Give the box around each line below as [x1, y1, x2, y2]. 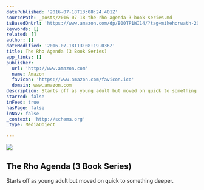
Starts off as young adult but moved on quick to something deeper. [6, 177, 174, 184]
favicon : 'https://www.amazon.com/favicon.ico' [12, 76, 135, 83]
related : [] [6, 32, 36, 38]
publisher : [6, 59, 34, 66]
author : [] [6, 37, 34, 43]
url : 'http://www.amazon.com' [12, 65, 88, 72]
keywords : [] [6, 25, 39, 32]
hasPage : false [6, 104, 45, 111]
